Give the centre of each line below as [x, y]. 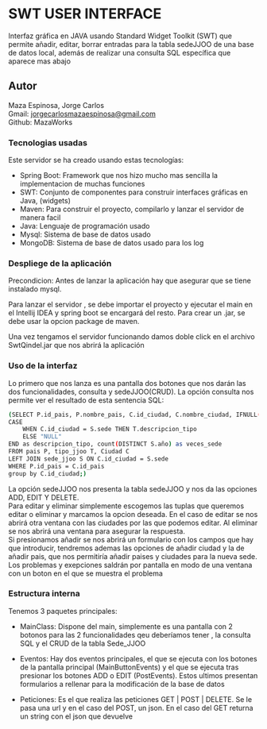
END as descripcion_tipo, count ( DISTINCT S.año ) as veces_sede [115, 444]
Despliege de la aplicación [60, 263]
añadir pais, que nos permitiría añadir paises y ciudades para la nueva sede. [133, 556]
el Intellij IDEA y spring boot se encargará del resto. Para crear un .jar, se [127, 313]
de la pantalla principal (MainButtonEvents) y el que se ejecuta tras [129, 667]
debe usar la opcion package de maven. [74, 322]
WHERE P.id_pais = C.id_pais [56, 466]
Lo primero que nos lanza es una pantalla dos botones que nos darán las [127, 383]
